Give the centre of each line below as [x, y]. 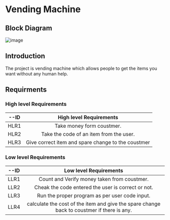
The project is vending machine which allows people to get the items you [81, 68]
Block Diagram [29, 28]
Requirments [26, 90]
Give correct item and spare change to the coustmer [88, 142]
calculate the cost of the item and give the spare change [94, 204]
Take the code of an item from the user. [88, 134]
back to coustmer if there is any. [94, 210]
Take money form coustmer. [88, 126]
